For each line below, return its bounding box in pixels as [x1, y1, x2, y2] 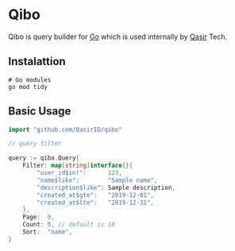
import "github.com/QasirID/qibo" [8, 125, 123, 133]
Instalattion [8, 55, 66, 68]
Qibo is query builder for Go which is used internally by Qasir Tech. [8, 32, 228, 41]
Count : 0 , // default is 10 [22, 221, 115, 229]
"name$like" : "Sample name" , [37, 176, 158, 184]
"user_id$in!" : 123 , [37, 169, 123, 177]
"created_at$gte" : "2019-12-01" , [37, 191, 155, 199]
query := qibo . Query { [8, 154, 80, 162]
